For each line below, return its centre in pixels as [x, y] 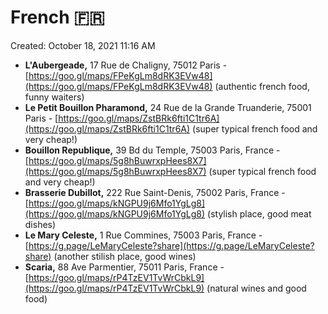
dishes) [40, 224]
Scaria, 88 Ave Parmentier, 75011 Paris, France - [124, 267]
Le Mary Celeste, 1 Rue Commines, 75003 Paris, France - [143, 235]
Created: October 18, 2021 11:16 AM [83, 45]
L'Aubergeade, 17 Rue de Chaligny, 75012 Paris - [126, 65]
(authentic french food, [262, 86]
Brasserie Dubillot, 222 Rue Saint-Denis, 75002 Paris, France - [155, 192]
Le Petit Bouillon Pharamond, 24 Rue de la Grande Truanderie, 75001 [168, 107]
